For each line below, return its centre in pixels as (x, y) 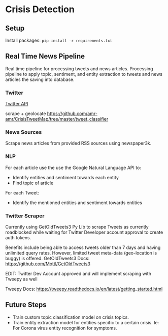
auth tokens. (18, 237)
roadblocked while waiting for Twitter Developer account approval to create (84, 232)
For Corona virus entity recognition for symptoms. (65, 328)
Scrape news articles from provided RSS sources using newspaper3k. (78, 143)
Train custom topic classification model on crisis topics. (71, 317)
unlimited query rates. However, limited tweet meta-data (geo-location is (81, 253)
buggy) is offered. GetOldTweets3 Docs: (47, 258)
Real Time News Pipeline (45, 56)
